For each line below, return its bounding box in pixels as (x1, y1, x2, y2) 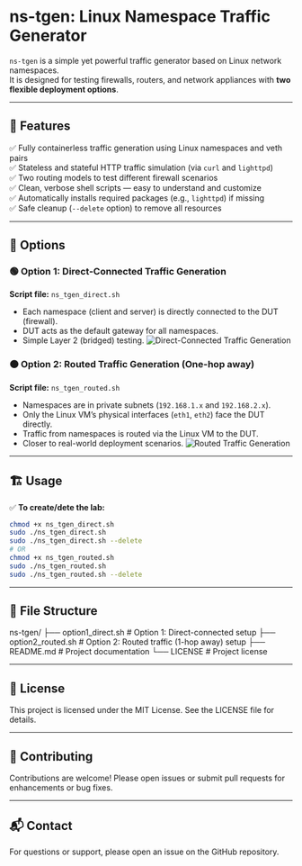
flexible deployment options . (9, 84, 119, 95)
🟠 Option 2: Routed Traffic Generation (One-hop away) (9, 358, 254, 371)
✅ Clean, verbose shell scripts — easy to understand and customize (9, 182, 262, 193)
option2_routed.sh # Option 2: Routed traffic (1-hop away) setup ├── (9, 636, 266, 647)
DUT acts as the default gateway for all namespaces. (22, 326, 218, 337)
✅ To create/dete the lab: (9, 501, 105, 512)
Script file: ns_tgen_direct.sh (9, 289, 120, 300)
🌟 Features (9, 119, 71, 134)
